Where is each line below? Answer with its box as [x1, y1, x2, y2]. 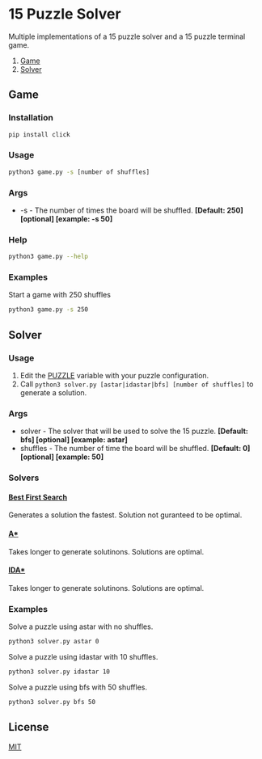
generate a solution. [19, 388, 87, 397]
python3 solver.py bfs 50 [8, 698, 95, 706]
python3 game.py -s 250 [8, 306, 89, 314]
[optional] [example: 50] [19, 452, 104, 462]
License [8, 720, 49, 734]
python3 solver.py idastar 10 [8, 668, 111, 676]
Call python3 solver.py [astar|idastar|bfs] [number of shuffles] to [19, 379, 254, 389]
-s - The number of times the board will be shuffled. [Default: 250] [19, 205, 244, 215]
